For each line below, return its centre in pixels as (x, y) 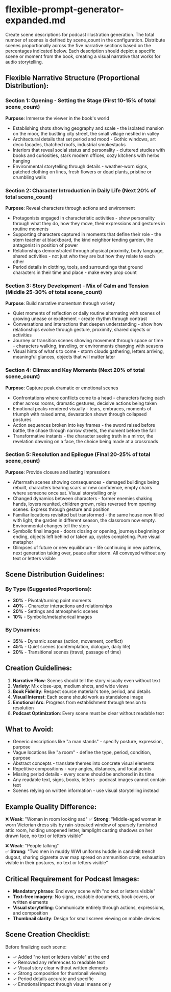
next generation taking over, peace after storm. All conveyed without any (89, 553)
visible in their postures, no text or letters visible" (57, 863)
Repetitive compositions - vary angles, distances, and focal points (82, 769)
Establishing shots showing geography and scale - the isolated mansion (88, 128)
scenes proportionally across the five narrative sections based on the (78, 45)
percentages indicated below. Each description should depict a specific (80, 51)
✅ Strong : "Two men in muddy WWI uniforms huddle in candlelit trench (80, 851)
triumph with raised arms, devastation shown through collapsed (80, 414)
